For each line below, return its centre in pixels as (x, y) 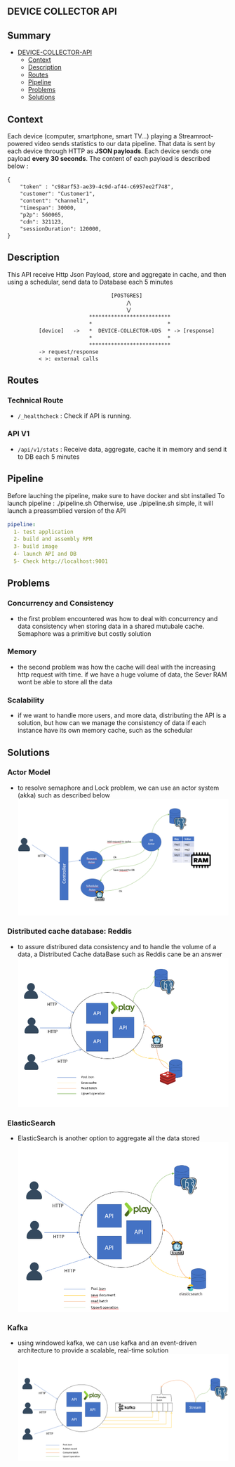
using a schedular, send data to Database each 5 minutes (90, 282)
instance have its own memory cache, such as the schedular (105, 731)
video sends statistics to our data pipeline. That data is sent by (125, 144)
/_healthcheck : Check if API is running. (74, 416)
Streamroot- (196, 136)
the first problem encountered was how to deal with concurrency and (117, 618)
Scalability (26, 700)
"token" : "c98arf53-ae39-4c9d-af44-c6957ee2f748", (97, 187)
